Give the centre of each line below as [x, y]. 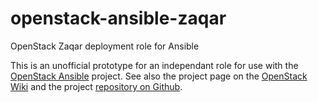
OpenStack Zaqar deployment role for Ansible [105, 46]
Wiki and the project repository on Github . [96, 86]
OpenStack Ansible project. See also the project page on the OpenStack [159, 76]
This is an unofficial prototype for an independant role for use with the [154, 65]
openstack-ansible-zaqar [118, 18]
